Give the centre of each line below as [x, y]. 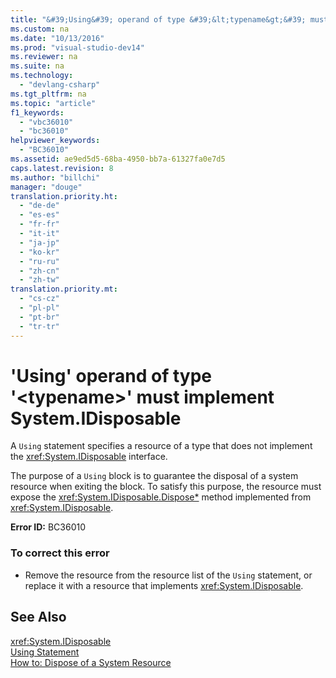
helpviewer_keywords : [55, 141]
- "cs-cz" [39, 299]
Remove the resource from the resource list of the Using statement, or [168, 575]
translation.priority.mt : [64, 289]
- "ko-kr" [39, 252]
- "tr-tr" [39, 326]
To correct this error [60, 553]
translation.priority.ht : [64, 196]
